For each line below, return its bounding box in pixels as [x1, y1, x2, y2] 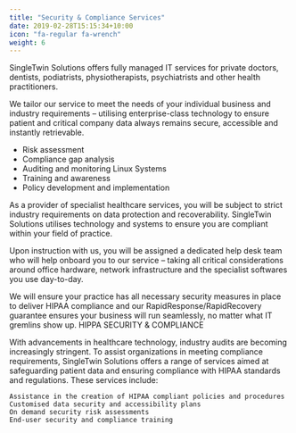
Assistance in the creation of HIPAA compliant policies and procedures [9, 392, 285, 402]
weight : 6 [9, 37, 46, 47]
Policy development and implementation [21, 182, 170, 193]
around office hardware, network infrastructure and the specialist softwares [9, 264, 288, 275]
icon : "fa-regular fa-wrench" [9, 29, 122, 38]
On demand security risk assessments [9, 408, 150, 417]
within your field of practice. [9, 229, 113, 239]
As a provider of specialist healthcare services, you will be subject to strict [9, 200, 284, 211]
